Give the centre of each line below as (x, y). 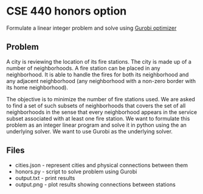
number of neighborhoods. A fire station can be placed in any (83, 68)
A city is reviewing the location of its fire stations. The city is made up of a (99, 61)
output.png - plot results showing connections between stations (95, 184)
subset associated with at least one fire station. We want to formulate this (98, 118)
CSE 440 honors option (67, 11)
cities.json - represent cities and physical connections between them (101, 165)
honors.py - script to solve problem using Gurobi (76, 172)
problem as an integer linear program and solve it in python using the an (97, 125)
